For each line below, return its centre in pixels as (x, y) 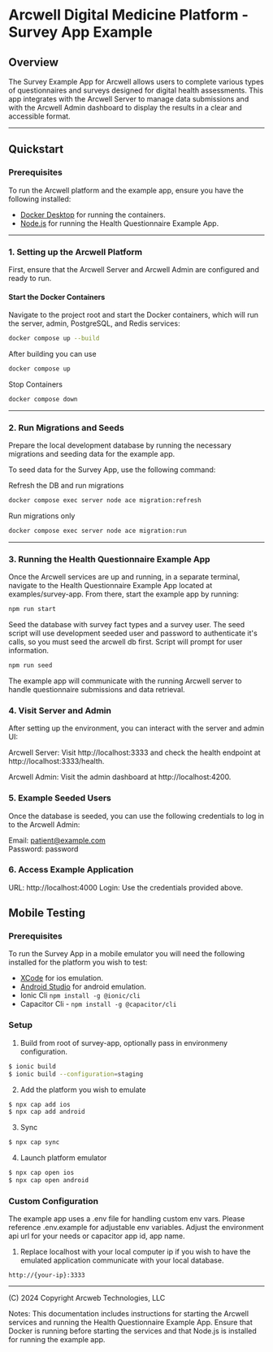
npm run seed (30, 665)
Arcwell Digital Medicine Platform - (129, 15)
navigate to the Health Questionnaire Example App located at (110, 586)
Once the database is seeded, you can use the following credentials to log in (136, 816)
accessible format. (39, 116)
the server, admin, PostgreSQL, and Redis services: (94, 323)
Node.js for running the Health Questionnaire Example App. (119, 223)
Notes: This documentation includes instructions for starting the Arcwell (129, 1314)
